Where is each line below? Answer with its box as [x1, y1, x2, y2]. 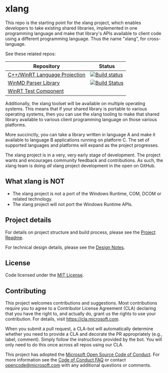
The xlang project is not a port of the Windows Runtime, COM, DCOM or [12, 191, 161, 197]
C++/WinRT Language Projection [8, 71, 86, 78]
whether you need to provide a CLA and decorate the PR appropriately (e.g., [5, 331, 163, 337]
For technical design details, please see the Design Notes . [5, 244, 125, 250]
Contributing [5, 287, 46, 295]
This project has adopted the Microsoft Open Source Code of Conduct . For [5, 351, 160, 357]
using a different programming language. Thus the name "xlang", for [5, 36, 146, 42]
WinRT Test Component [8, 87, 64, 95]
